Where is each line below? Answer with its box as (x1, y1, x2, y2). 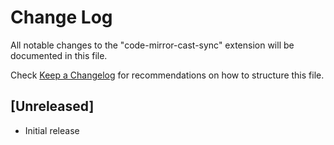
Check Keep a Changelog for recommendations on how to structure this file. (10, 69, 325, 81)
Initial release (24, 124, 80, 136)
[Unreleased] (10, 98, 95, 115)
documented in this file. (10, 49, 108, 61)
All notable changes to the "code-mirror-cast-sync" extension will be (10, 39, 295, 51)
